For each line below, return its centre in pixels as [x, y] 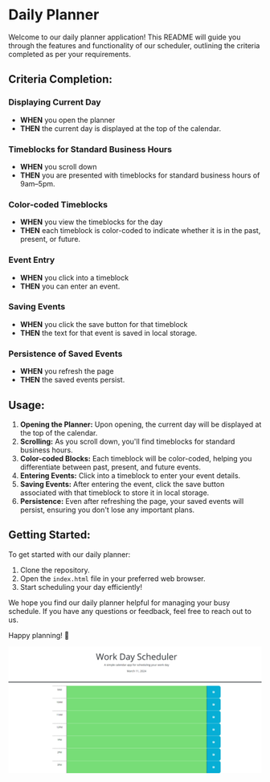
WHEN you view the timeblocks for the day [91, 222]
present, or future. [50, 240]
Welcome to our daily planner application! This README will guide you [125, 37]
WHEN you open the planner [67, 120]
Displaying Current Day [55, 102]
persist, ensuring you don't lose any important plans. [107, 510]
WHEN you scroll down [59, 166]
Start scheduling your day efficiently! [81, 587]
